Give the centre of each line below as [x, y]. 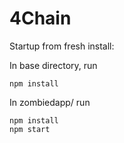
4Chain [40, 18]
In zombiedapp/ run [50, 102]
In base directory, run [53, 65]
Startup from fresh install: [62, 46]
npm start [30, 129]
